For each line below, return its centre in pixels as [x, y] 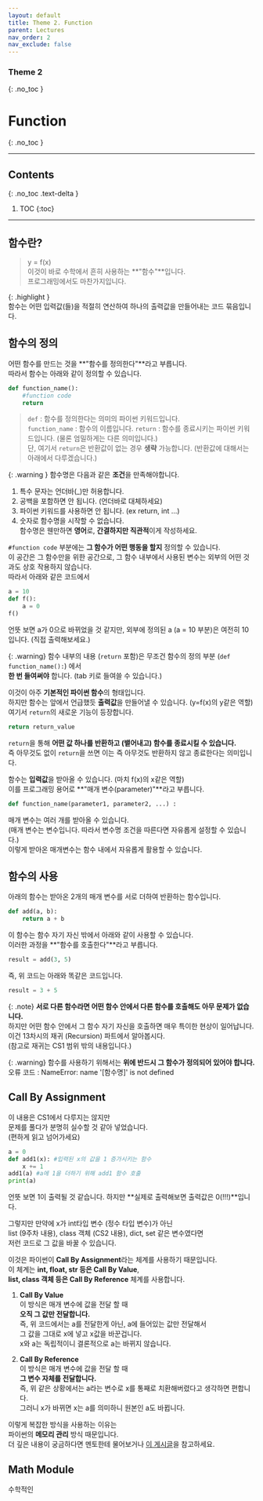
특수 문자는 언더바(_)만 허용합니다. [72, 491]
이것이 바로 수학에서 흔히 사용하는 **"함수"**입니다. [106, 271]
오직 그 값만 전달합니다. [55, 1314]
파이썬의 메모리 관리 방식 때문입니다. [63, 1434]
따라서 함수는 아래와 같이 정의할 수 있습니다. [75, 373]
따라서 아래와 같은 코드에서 [49, 577]
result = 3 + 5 [33, 991]
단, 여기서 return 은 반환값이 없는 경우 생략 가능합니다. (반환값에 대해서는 [138, 448]
